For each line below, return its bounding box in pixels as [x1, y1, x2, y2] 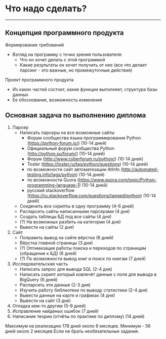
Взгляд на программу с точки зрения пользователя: [12, 51, 123, 57]
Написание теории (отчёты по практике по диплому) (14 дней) [12, 313, 145, 319]
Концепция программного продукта [5, 29, 124, 37]
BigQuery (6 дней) [19, 276, 58, 282]
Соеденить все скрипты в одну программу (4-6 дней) [19, 203, 134, 209]
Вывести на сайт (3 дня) [19, 297, 71, 303]
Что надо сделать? [5, 3, 87, 14]
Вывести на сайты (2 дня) [19, 224, 74, 230]
